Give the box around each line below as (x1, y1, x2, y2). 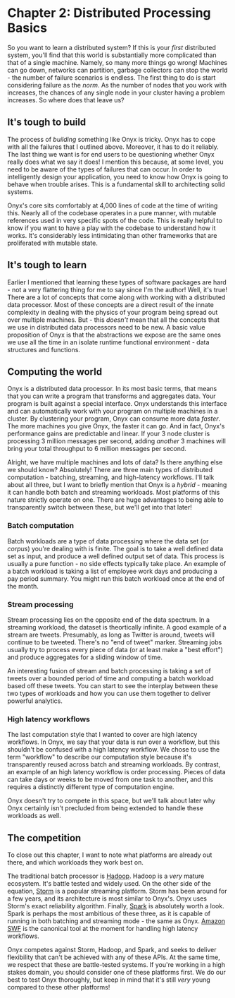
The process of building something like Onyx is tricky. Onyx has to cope (7, 135, 216, 143)
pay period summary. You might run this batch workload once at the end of (7, 574, 225, 583)
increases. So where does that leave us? (7, 95, 125, 104)
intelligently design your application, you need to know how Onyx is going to (7, 172, 229, 181)
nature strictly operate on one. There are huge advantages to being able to (7, 495, 224, 504)
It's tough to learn (7, 259, 87, 271)
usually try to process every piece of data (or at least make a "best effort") (7, 645, 224, 654)
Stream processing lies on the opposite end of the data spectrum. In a (7, 615, 210, 624)
